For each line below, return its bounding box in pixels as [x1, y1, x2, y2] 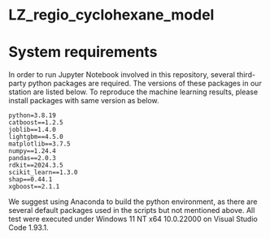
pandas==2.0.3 [8, 154, 57, 163]
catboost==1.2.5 [8, 119, 63, 127]
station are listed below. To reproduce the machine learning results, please [8, 87, 259, 97]
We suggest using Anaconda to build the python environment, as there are [8, 197, 258, 206]
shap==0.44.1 [8, 176, 53, 184]
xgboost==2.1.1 [8, 183, 60, 191]
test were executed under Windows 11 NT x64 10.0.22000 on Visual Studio [8, 214, 258, 224]
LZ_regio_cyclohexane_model [8, 6, 215, 24]
